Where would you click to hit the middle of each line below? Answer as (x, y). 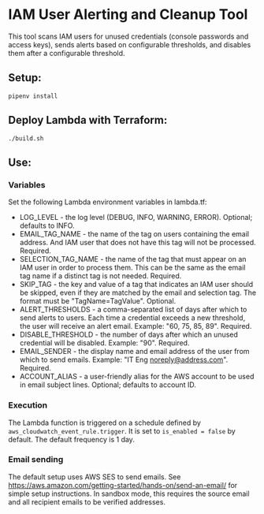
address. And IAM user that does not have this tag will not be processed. (138, 243)
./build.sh (26, 138)
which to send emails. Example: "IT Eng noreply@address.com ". (124, 359)
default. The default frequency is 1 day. (72, 439)
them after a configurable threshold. (67, 53)
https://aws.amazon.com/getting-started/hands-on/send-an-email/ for (123, 485)
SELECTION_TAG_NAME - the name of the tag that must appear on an (133, 259)
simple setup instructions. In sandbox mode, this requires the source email (129, 494)
